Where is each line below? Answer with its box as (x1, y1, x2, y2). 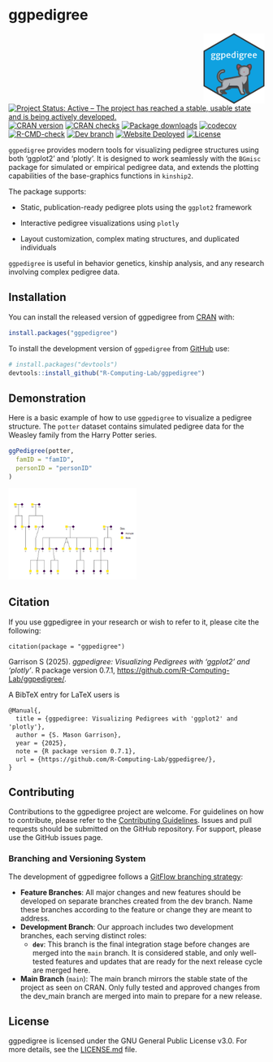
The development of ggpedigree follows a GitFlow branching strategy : (8, 872, 244, 881)
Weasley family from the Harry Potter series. (8, 430, 157, 440)
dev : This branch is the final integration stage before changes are (32, 939, 250, 949)
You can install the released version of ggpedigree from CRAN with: (8, 311, 235, 322)
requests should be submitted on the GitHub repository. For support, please (8, 824, 262, 834)
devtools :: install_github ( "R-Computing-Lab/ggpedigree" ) (8, 368, 206, 377)
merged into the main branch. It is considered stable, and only (32, 947, 239, 957)
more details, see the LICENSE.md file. (8, 1045, 138, 1055)
